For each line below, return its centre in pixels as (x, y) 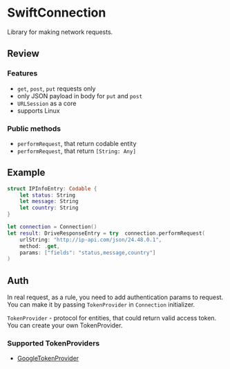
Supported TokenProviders (54, 343)
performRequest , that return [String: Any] (77, 151)
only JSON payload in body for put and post (80, 96)
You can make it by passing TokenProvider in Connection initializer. (101, 305)
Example (26, 173)
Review (23, 54)
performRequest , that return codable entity (77, 143)
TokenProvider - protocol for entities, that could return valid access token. (112, 318)
